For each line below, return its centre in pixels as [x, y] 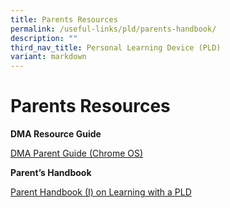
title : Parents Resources [64, 19]
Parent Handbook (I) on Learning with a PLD [101, 192]
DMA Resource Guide [56, 134]
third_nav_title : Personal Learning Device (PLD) [116, 47]
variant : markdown [48, 57]
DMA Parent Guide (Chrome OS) [77, 153]
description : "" [44, 38]
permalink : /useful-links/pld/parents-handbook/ [113, 29]
